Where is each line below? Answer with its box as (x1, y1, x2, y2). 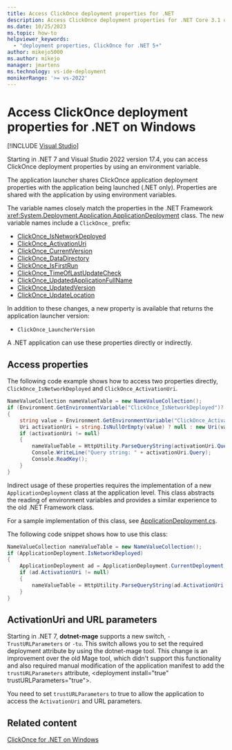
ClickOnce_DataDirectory (17, 254, 90, 263)
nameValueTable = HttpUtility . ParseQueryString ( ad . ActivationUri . (32, 582, 227, 589)
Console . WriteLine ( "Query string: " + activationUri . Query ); (32, 449, 212, 457)
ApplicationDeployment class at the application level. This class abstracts (7, 488, 215, 497)
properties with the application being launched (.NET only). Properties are (7, 183, 217, 192)
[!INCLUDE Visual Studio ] (7, 142, 79, 150)
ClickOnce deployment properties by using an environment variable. (7, 163, 202, 171)
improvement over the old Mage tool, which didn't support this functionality (7, 655, 222, 663)
